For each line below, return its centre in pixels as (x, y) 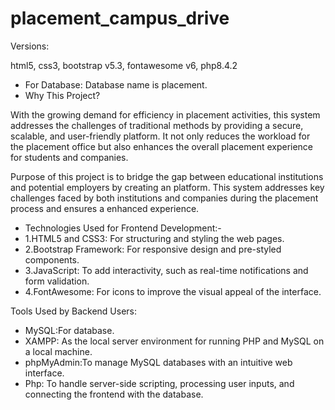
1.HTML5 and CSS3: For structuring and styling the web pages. (154, 238)
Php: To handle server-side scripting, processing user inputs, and (159, 383)
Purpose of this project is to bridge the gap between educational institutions (167, 176)
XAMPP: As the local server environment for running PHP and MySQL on (174, 341)
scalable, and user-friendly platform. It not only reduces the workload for (160, 136)
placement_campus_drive (120, 18)
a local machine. (58, 351)
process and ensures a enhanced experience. (105, 208)
